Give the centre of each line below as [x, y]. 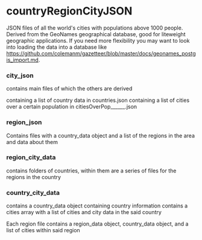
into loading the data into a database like [57, 47]
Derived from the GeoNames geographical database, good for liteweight [96, 34]
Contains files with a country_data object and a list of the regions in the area [100, 135]
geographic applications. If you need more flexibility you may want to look [98, 40]
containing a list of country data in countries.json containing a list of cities [98, 100]
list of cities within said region [43, 230]
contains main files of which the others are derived [69, 89]
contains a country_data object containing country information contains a [97, 206]
